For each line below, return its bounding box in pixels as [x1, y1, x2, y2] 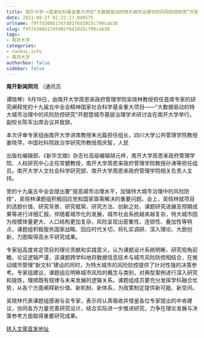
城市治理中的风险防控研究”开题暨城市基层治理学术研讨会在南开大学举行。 [11, 111, 195, 119]
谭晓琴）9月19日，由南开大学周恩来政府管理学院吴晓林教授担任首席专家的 [6, 95, 191, 103]
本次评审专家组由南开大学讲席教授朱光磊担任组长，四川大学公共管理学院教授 [6, 131, 198, 139]
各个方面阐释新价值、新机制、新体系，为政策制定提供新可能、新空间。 [22, 284, 198, 292]
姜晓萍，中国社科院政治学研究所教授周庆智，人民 [6, 139, 129, 147]
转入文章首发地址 [6, 325, 49, 333]
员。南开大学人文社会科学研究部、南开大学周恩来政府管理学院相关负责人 [6, 167, 187, 174]
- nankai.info [6, 49, 42, 55]
